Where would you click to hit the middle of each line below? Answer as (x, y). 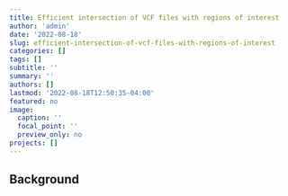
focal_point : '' (48, 127)
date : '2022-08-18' (46, 34)
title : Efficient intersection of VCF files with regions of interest (144, 18)
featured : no (34, 101)
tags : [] (26, 59)
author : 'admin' (40, 26)
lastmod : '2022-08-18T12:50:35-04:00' (82, 93)
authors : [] (31, 85)
